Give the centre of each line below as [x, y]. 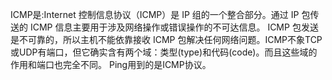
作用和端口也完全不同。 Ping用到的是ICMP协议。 [111, 64]
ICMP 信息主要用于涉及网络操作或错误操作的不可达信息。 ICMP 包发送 [174, 27]
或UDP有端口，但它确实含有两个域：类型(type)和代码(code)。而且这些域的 [164, 52]
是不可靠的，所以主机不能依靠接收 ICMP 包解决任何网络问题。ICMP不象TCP [166, 39]
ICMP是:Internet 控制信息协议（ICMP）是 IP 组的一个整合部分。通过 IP [155, 14]
